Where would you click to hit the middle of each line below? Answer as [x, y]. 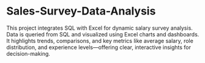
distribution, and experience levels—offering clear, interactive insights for [99, 47]
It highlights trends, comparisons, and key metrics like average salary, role [100, 41]
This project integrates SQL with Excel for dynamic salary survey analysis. [99, 28]
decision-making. [28, 53]
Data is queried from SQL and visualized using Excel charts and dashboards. [103, 34]
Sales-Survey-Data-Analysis [81, 11]
